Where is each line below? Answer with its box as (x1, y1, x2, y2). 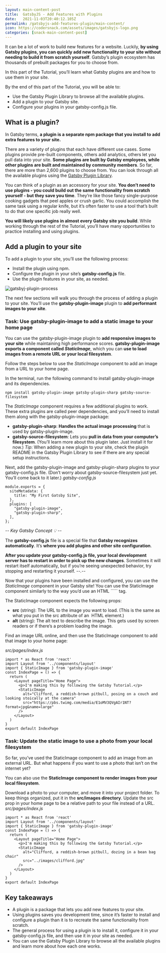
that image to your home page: (5, 638, 68, 644)
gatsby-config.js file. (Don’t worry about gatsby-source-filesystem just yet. (5, 469, 158, 475)
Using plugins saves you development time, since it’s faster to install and (12, 912, 160, 918)
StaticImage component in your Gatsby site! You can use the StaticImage (5, 582, 154, 588)
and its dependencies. (5, 380, 50, 386)
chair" (5, 854, 19, 859)
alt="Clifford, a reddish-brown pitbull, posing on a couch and (23, 691, 158, 697)
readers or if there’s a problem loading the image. (12, 623, 113, 629)
